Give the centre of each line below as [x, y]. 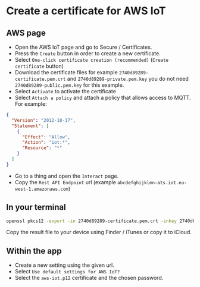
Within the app [34, 251]
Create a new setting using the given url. [64, 265]
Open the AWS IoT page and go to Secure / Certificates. [83, 47]
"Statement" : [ [30, 126]
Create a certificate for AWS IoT [86, 11]
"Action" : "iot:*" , [46, 143]
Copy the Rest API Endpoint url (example [65, 182]
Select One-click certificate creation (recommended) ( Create [92, 60]
